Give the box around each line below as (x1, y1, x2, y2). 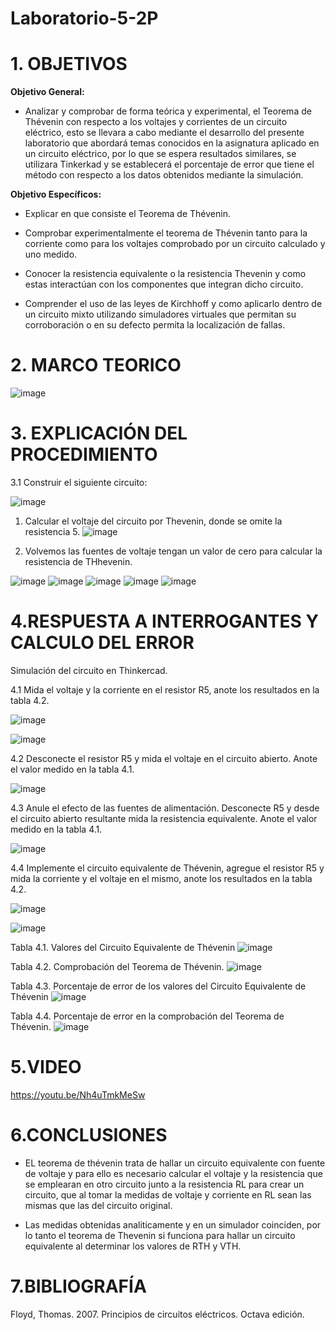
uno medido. (24, 248, 78, 261)
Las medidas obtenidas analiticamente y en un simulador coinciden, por (24, 1218, 322, 1231)
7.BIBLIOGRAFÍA (10, 1275, 147, 1297)
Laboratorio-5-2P (10, 7, 159, 30)
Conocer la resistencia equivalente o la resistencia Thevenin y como (24, 268, 307, 280)
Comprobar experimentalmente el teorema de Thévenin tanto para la (24, 227, 308, 239)
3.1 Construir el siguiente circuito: (10, 477, 148, 488)
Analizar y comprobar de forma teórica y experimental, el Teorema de (24, 105, 312, 117)
